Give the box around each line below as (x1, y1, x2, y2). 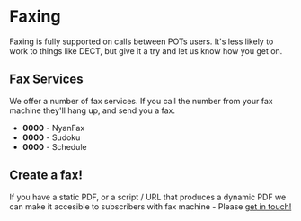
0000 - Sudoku (22, 132, 81, 143)
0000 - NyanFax (22, 122, 85, 133)
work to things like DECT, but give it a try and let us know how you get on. (9, 45, 283, 56)
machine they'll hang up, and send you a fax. (9, 105, 175, 116)
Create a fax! (9, 168, 84, 183)
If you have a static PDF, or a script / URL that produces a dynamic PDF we (9, 191, 287, 202)
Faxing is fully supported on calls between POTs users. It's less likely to (9, 36, 274, 47)
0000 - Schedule (22, 141, 87, 152)
